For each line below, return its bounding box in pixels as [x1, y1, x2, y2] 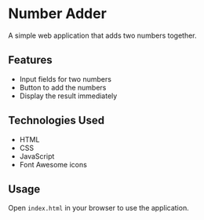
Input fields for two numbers [19, 74, 112, 83]
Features [8, 53, 53, 67]
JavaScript [19, 151, 55, 161]
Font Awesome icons [19, 159, 88, 169]
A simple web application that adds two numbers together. [8, 31, 198, 40]
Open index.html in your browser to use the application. [8, 203, 190, 213]
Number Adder [8, 5, 107, 23]
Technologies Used [8, 114, 104, 127]
